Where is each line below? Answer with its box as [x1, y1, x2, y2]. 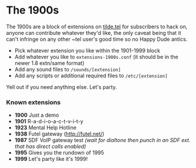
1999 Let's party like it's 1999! [14, 156, 88, 163]
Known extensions [6, 98, 61, 106]
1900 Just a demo [14, 111, 59, 118]
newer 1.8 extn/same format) [14, 60, 85, 67]
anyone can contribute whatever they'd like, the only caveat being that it [6, 29, 181, 36]
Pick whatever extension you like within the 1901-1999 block [14, 47, 161, 54]
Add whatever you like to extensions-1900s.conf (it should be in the [14, 53, 178, 60]
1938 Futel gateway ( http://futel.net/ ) [14, 130, 105, 137]
